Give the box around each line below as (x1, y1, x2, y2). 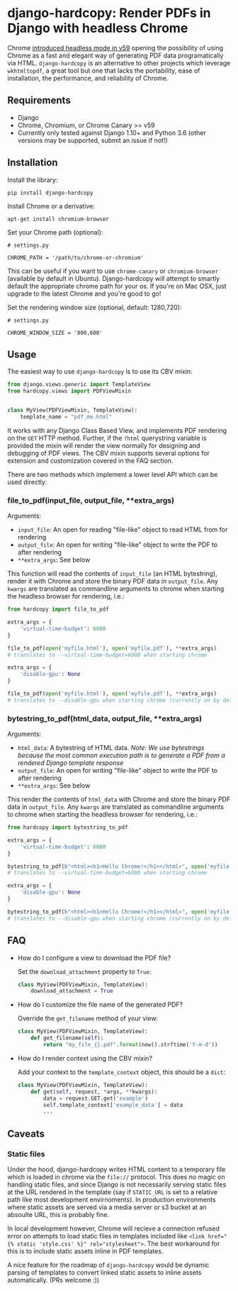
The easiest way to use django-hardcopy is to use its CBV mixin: (7, 368, 193, 376)
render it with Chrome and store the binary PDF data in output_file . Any (7, 577, 218, 586)
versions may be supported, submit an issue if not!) (17, 136, 168, 144)
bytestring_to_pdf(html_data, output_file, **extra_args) (7, 713, 203, 723)
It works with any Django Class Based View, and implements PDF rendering (7, 426, 227, 434)
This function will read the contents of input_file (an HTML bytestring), (7, 569, 217, 578)
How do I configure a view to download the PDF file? (17, 953, 171, 962)
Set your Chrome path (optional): (7, 227, 103, 236)
